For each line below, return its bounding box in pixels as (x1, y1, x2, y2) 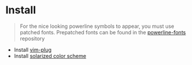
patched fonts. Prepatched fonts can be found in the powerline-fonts (19, 28, 186, 35)
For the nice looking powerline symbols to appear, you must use (19, 23, 174, 30)
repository (19, 35, 45, 42)
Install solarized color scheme (13, 52, 87, 59)
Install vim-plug (13, 46, 52, 53)
